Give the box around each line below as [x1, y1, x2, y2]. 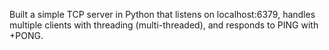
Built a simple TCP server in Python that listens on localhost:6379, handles [9, 9, 316, 20]
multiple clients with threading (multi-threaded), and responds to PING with [9, 19, 319, 31]
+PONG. [9, 30, 44, 41]
